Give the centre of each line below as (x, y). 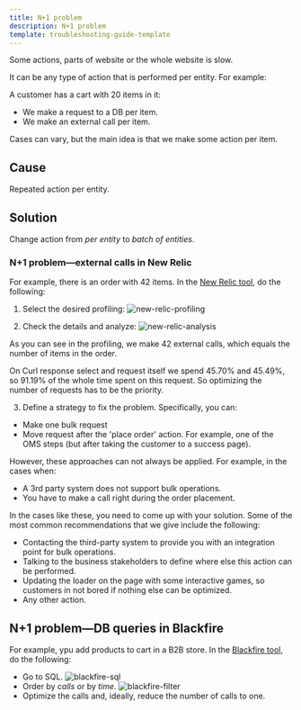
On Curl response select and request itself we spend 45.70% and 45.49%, (147, 371)
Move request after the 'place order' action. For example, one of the (148, 435)
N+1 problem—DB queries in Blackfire (117, 628)
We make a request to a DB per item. (90, 112)
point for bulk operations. (69, 552)
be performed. (49, 571)
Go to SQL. (42, 677)
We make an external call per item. (86, 121)
